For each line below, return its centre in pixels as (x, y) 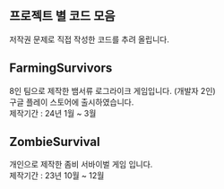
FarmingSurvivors (61, 69)
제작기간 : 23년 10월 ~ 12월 (57, 176)
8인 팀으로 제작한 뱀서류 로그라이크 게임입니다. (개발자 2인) (113, 90)
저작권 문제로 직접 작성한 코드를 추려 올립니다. (90, 39)
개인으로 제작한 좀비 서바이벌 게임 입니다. (81, 165)
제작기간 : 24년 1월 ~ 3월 (53, 113)
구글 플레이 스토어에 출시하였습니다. (72, 102)
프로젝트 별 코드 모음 (62, 16)
